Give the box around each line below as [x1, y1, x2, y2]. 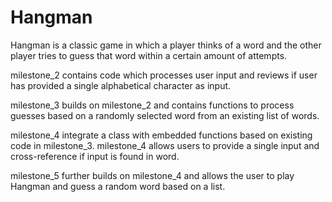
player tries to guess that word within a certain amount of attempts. [10, 49, 288, 61]
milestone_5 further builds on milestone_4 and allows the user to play [10, 169, 295, 181]
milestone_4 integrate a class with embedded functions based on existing [10, 129, 313, 141]
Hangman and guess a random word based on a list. [10, 180, 226, 192]
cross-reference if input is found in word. [10, 150, 180, 162]
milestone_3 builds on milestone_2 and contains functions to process [10, 99, 295, 111]
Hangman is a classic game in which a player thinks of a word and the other [10, 39, 322, 51]
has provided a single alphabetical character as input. [10, 79, 232, 91]
